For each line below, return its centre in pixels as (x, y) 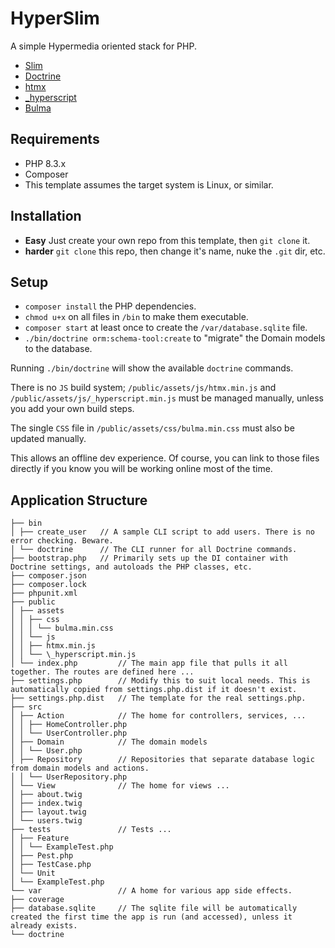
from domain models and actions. (80, 768)
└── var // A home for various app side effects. (151, 891)
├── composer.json (48, 576)
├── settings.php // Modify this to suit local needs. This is (160, 681)
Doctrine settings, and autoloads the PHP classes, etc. (131, 567)
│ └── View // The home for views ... (120, 786)
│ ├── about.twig (46, 795)
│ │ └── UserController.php (69, 733)
